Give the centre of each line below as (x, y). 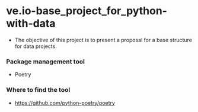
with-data (31, 23)
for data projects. (36, 46)
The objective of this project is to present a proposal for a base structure (103, 40)
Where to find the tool (38, 90)
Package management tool (45, 62)
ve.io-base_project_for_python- (87, 11)
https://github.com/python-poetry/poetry (65, 103)
